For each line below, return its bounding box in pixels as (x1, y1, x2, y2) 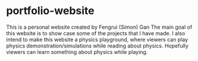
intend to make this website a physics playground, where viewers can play (6, 36, 188, 43)
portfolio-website (6, 4, 95, 18)
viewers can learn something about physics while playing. (6, 48, 148, 55)
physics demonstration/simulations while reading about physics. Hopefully (6, 42, 189, 49)
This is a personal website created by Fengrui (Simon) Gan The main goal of (6, 23, 193, 30)
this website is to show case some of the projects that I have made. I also (6, 29, 186, 36)
